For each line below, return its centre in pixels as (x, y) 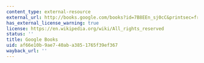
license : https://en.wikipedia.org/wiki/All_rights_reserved (85, 28)
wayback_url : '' (27, 51)
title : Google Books (32, 40)
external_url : (24, 17)
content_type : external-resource (49, 12)
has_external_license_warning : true (53, 23)
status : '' (20, 34)
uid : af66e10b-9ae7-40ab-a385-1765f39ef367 (62, 46)
